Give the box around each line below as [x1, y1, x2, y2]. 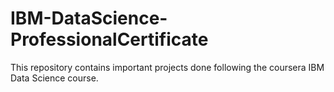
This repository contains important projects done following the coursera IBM [10, 61, 325, 73]
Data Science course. [10, 72, 99, 84]
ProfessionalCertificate [10, 28, 209, 51]
